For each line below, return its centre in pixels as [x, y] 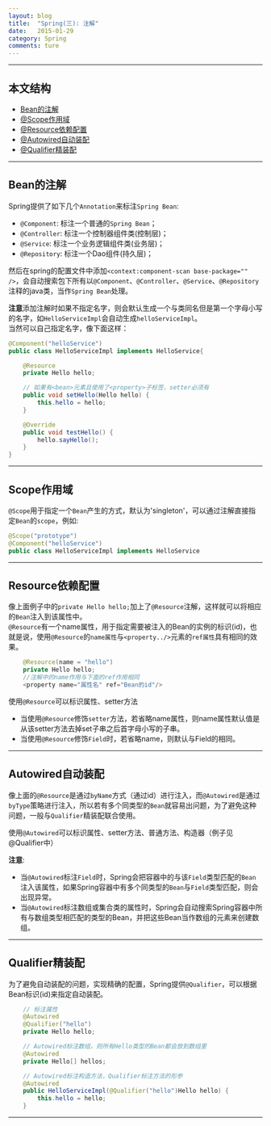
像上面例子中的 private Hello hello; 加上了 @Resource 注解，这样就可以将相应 [135, 607]
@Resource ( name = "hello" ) [68, 662]
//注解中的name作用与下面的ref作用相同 [81, 678]
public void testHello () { [68, 432]
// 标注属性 [40, 1009]
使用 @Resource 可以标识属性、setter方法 [73, 701]
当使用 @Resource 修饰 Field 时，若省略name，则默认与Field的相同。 [130, 738]
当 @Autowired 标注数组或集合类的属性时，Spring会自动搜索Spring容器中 [138, 907]
